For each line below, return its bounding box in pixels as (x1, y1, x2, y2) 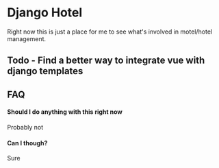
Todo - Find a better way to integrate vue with (7, 55, 205, 67)
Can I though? (7, 139, 48, 147)
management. (7, 34, 47, 43)
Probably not (7, 123, 44, 131)
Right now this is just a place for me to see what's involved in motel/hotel (7, 27, 213, 36)
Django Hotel (7, 5, 83, 21)
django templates (7, 65, 83, 77)
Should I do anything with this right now (7, 108, 123, 116)
